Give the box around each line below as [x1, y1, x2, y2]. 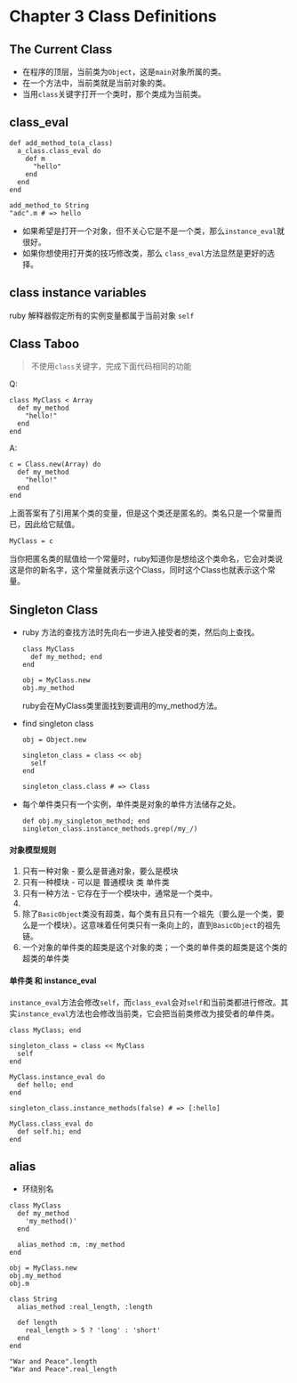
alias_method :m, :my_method [17, 1241, 125, 1249]
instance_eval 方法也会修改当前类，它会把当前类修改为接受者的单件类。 [17, 1008, 280, 1019]
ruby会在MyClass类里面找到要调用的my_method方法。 [21, 701, 222, 712]
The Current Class [9, 42, 113, 57]
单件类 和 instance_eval [9, 975, 97, 986]
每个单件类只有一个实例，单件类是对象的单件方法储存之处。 [21, 799, 241, 809]
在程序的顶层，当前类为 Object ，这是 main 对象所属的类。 [21, 67, 227, 77]
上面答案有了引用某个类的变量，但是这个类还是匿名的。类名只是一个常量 [9, 508, 274, 518]
